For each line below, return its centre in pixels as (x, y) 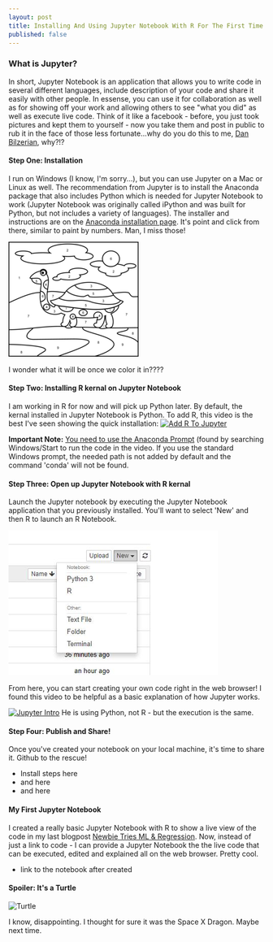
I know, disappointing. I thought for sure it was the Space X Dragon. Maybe (134, 922)
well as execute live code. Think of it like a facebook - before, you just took (134, 116)
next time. (25, 930)
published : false (38, 34)
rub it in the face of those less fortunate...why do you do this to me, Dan (129, 133)
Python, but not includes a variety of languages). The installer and (119, 213)
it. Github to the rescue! (48, 758)
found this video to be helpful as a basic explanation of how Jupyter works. (134, 697)
